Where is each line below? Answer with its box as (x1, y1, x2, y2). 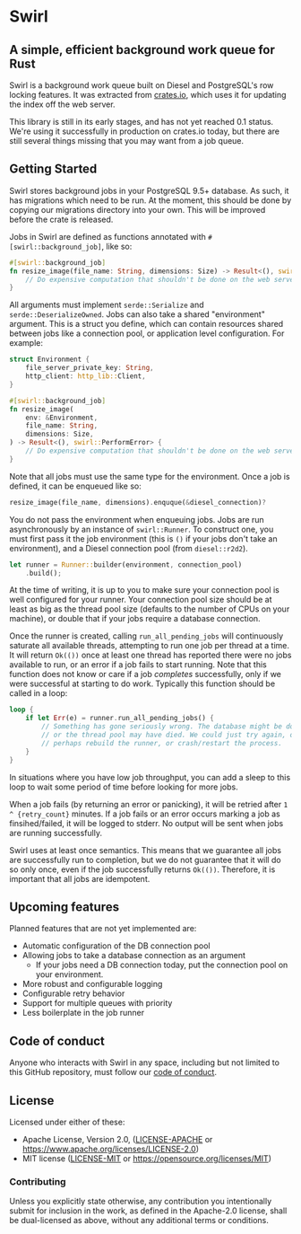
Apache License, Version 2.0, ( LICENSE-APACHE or (21, 1134, 213, 1144)
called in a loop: (9, 688, 68, 699)
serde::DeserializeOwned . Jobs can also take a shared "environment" (9, 309, 266, 320)
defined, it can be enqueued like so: (9, 480, 142, 491)
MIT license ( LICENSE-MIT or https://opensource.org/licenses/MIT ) (21, 1153, 271, 1164)
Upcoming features (9, 899, 119, 914)
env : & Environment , (25, 413, 99, 422)
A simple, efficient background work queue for (9, 42, 275, 57)
